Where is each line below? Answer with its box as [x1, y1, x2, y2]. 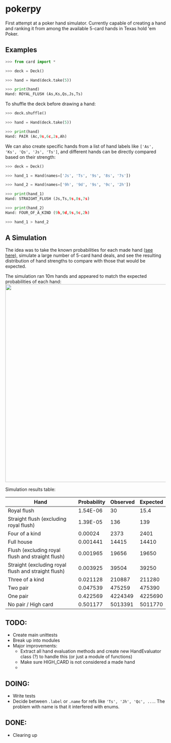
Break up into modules [12, 637, 60, 643]
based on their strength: [5, 154, 56, 160]
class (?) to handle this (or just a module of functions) [20, 654, 132, 660]
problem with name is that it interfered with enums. [12, 704, 120, 710]
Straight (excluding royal [8, 561, 67, 568]
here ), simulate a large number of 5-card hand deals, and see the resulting [5, 252, 161, 258]
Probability [78, 498, 106, 506]
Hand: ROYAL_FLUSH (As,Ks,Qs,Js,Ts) [5, 91, 83, 97]
